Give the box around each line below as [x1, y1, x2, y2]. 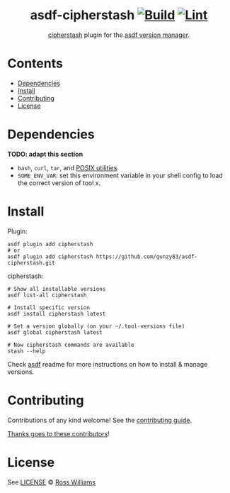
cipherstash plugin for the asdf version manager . [48, 31, 190, 39]
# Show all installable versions [7, 285, 106, 292]
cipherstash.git [7, 259, 55, 266]
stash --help [7, 348, 46, 355]
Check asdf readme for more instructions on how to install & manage [7, 360, 208, 368]
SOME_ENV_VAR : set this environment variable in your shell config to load [17, 171, 223, 179]
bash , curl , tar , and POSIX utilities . [17, 163, 119, 172]
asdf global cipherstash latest [7, 328, 103, 336]
